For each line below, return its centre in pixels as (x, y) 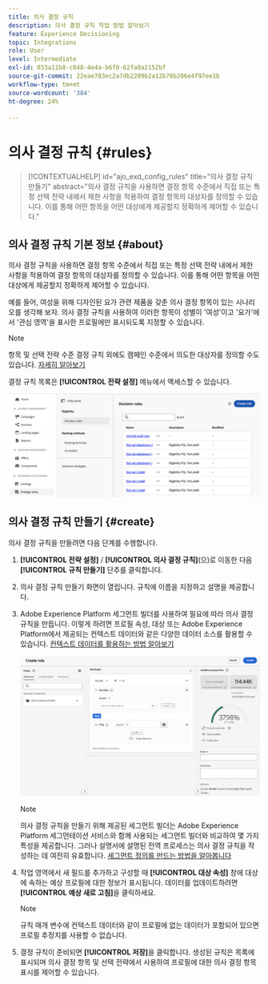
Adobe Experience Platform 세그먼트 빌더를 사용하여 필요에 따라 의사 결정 (136, 613)
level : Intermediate (43, 59)
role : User (26, 51)
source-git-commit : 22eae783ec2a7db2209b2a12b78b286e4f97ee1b (114, 76)
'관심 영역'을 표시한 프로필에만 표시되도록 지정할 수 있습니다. (110, 322)
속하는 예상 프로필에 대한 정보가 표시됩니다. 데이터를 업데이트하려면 (133, 882)
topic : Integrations (43, 42)
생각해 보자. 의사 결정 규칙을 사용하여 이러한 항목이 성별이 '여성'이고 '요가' (138, 312)
